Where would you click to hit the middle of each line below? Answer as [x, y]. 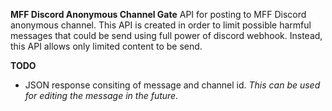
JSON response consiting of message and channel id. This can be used [172, 85]
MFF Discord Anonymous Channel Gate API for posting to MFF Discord [158, 14]
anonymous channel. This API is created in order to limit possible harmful [161, 25]
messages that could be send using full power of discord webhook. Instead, [166, 35]
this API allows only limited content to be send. [106, 46]
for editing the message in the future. [101, 95]
